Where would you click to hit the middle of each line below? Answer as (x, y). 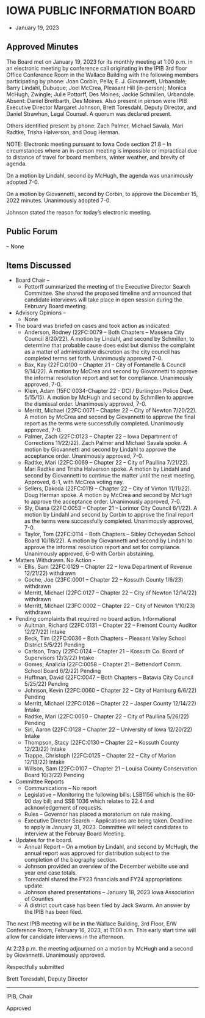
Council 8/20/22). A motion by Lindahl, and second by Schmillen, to (109, 339)
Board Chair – (32, 280)
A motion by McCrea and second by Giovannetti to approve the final (110, 417)
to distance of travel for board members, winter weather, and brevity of (95, 157)
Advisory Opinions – (40, 313)
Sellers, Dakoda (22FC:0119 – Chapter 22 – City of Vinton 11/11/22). (108, 488)
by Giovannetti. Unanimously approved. (56, 955)
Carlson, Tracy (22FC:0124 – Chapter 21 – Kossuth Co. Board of (104, 651)
